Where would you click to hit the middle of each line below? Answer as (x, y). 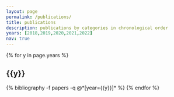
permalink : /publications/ (39, 17)
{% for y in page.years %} (37, 55)
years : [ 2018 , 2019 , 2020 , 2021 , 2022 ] (49, 33)
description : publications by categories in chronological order (87, 28)
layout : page (22, 11)
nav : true (18, 39)
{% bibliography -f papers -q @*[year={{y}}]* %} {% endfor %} (83, 88)
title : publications (31, 22)
